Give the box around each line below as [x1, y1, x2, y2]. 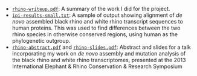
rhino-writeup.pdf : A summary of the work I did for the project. [11, 5, 170, 12]
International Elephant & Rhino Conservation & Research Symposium [11, 63, 182, 70]
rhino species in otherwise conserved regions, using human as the [11, 31, 178, 38]
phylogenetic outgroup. [11, 37, 71, 44]
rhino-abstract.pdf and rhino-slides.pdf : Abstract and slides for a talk [11, 43, 192, 51]
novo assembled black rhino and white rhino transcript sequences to [11, 18, 183, 25]
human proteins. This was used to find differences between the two [11, 24, 181, 31]
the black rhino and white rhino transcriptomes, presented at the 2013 [11, 57, 186, 63]
